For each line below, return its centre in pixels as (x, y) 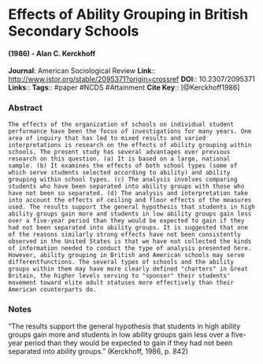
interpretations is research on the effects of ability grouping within (130, 145)
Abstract (26, 108)
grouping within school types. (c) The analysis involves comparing (123, 179)
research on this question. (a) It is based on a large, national (119, 159)
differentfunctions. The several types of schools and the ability (121, 262)
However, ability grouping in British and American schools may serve (126, 255)
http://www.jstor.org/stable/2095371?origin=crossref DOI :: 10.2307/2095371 (132, 79)
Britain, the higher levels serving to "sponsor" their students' (119, 276)
